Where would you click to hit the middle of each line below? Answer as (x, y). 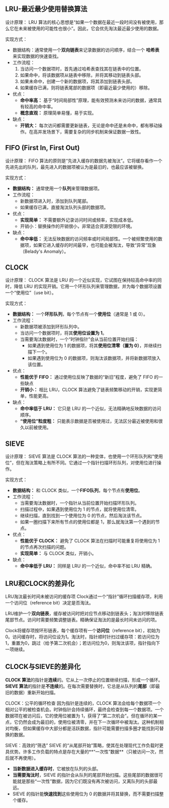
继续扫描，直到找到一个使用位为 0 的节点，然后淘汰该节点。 (82, 516)
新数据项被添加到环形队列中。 (51, 327)
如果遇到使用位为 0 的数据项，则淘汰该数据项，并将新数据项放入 (94, 358)
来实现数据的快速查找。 (37, 56)
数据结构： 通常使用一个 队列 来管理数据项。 (57, 188)
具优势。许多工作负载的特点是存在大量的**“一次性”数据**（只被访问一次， (82, 752)
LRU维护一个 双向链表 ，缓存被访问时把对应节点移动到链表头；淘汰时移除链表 (84, 614)
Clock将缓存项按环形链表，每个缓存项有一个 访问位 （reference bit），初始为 (83, 631)
